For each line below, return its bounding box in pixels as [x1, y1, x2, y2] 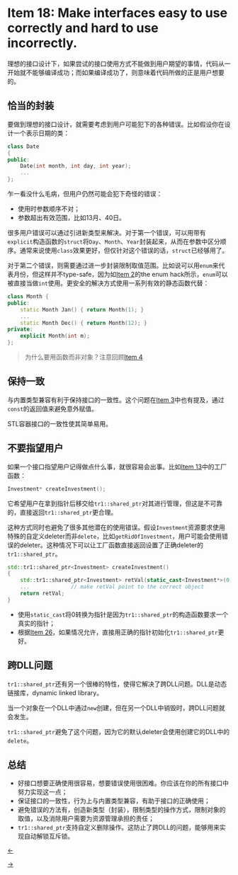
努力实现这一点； [17, 788, 68, 796]
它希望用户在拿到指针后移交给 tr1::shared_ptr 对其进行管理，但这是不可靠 [7, 499, 223, 508]
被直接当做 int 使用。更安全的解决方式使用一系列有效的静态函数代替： [7, 279, 210, 287]
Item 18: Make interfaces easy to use [7, 5, 228, 21]
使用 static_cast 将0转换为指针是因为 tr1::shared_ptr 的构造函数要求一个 [17, 610, 229, 619]
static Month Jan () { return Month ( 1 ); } [20, 306, 144, 313]
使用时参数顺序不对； [17, 205, 80, 213]
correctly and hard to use [7, 20, 159, 36]
